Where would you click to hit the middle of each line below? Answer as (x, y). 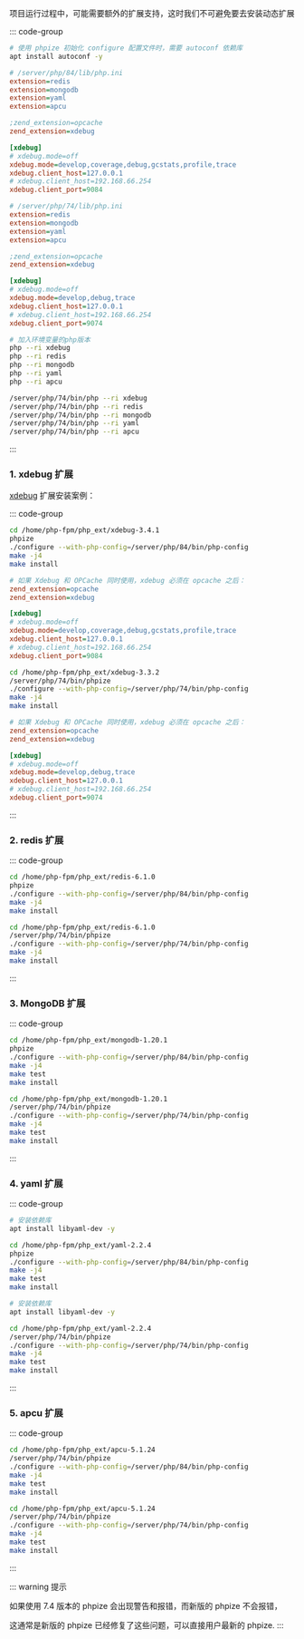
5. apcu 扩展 (36, 1412)
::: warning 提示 (38, 1586)
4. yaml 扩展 (36, 1183)
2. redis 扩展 (37, 839)
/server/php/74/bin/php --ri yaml (75, 423)
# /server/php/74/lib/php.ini (66, 207)
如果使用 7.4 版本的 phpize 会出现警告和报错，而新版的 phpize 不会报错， (146, 1605)
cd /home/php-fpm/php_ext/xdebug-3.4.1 (85, 530)
